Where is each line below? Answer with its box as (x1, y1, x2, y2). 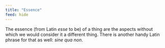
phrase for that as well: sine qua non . (5, 36, 83, 43)
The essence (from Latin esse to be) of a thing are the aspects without (5, 26, 153, 32)
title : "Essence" (5, 7, 42, 13)
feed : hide (5, 12, 29, 17)
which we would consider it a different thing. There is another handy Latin (5, 31, 160, 37)
